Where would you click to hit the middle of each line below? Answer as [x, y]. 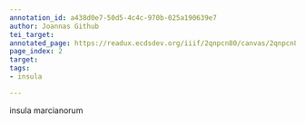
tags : [20, 69]
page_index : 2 [36, 52]
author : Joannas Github [54, 26]
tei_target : [32, 34]
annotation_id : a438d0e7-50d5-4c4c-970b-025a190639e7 [113, 18]
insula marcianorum [46, 110]
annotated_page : [40, 43]
